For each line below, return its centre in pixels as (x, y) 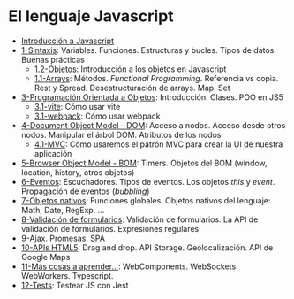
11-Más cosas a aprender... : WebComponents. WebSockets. (130, 266)
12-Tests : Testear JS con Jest (75, 285)
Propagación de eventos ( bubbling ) (85, 191)
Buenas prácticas (53, 59)
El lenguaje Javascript (91, 16)
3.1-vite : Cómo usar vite (77, 106)
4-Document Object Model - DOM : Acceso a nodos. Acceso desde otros (153, 125)
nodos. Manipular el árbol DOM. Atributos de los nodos (121, 134)
